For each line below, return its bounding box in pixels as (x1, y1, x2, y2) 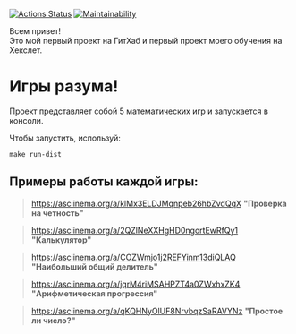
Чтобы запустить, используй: (9, 133, 121, 143)
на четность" (30, 207, 84, 218)
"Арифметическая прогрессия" (30, 287, 158, 299)
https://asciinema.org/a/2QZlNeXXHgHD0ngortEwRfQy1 (30, 225, 239, 236)
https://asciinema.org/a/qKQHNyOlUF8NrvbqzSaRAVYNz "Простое (30, 305, 283, 316)
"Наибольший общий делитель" (30, 261, 158, 272)
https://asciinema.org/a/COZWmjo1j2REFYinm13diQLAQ (30, 252, 237, 262)
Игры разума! (9, 76, 119, 97)
